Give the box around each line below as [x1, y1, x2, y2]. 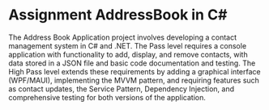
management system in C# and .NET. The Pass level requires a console [8, 40, 247, 50]
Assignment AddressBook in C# [8, 6, 228, 24]
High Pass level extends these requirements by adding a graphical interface [8, 66, 261, 76]
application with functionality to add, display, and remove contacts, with [8, 49, 249, 59]
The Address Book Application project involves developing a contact [8, 32, 237, 42]
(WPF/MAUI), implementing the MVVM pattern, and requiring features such [8, 75, 259, 85]
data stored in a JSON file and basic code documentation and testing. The [8, 58, 256, 68]
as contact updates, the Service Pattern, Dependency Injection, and [8, 83, 235, 94]
